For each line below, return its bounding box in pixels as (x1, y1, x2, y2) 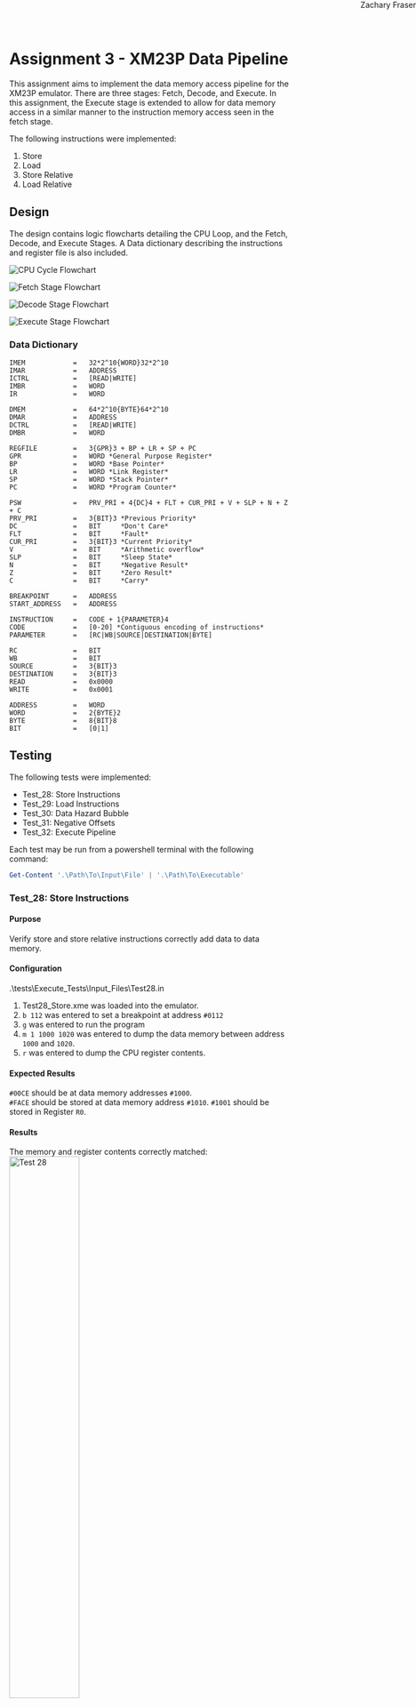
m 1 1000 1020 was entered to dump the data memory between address (21, 1029, 285, 1039)
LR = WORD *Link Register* (9, 468, 169, 477)
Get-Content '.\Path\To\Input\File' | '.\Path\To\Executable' (9, 870, 244, 879)
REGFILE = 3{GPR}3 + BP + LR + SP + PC (9, 445, 197, 453)
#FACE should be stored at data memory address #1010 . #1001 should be (9, 1097, 269, 1108)
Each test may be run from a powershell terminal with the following (9, 844, 254, 854)
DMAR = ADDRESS (9, 413, 117, 422)
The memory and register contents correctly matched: (9, 1147, 208, 1158)
